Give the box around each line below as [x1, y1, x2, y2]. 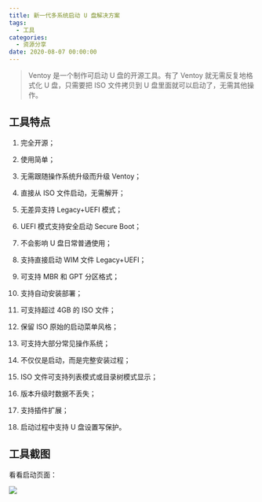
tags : [9, 19, 27, 27]
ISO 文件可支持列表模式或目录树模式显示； [20, 371, 158, 382]
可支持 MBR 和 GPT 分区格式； [20, 271, 120, 281]
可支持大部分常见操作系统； [20, 338, 111, 348]
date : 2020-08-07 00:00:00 [9, 48, 97, 56]
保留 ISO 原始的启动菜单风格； [20, 322, 119, 331]
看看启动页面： [9, 470, 57, 479]
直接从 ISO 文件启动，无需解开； [20, 188, 126, 197]
